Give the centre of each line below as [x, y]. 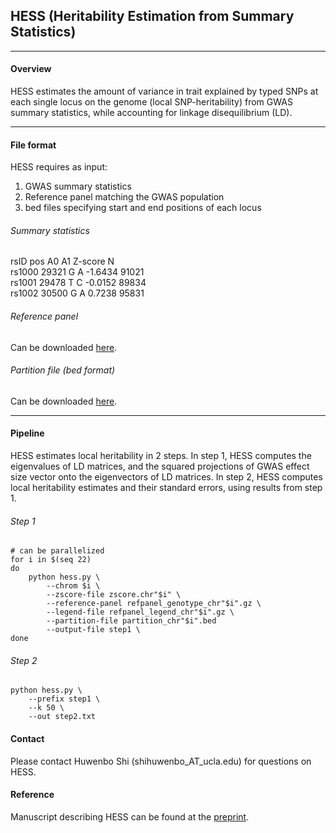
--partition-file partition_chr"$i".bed [131, 621]
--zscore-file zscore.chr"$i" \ [114, 595]
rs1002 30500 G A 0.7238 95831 [77, 293]
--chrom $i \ [73, 586]
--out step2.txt [62, 717]
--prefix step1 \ [64, 699]
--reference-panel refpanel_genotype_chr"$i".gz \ [154, 604]
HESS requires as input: [59, 167]
